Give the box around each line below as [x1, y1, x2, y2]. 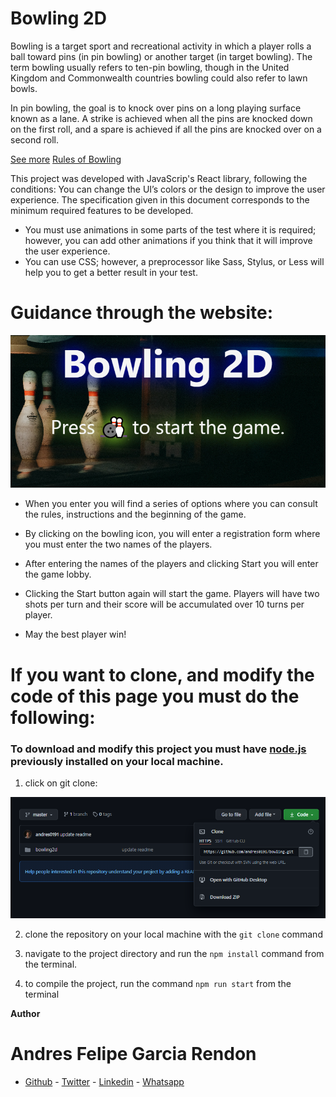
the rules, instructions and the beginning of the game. [24, 508, 247, 521]
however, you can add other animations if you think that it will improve [24, 234, 313, 246]
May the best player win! [24, 628, 127, 641]
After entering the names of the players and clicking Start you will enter [24, 558, 319, 570]
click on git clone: [24, 777, 98, 789]
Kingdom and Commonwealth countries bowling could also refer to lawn [10, 72, 308, 84]
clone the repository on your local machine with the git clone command [24, 928, 323, 940]
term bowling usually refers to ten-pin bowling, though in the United [10, 61, 290, 73]
